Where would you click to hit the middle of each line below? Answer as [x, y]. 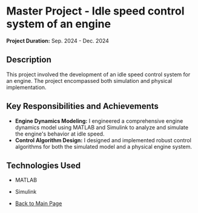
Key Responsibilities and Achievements [83, 106]
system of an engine [58, 24]
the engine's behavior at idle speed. [60, 134]
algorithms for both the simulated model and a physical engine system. [104, 146]
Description [29, 60]
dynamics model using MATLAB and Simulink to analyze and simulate [102, 127]
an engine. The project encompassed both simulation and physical [89, 80]
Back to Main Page [38, 203]
